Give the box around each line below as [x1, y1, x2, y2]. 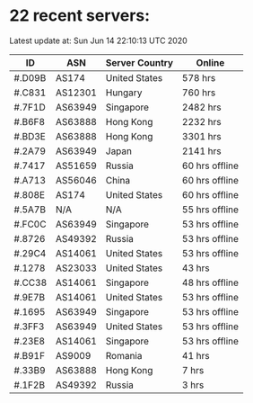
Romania [105, 349, 143, 362]
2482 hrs [182, 101, 222, 113]
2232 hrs [182, 115, 222, 128]
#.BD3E [13, 130, 47, 142]
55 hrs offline [182, 203, 240, 216]
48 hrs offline [182, 276, 240, 289]
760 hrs [182, 86, 216, 99]
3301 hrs [182, 130, 222, 142]
